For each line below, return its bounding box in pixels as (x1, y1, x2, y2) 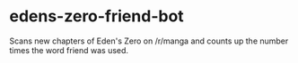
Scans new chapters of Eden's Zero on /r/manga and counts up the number (9, 35, 289, 46)
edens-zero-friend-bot (9, 6, 184, 27)
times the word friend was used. (9, 44, 128, 55)
